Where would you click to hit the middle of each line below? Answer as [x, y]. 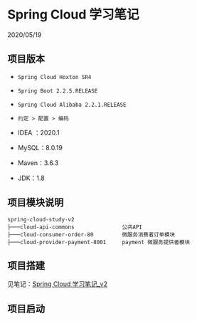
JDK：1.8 [31, 178]
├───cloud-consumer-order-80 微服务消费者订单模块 [91, 235]
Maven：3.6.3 [38, 163]
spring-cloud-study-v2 [41, 219]
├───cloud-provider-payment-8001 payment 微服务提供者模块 [99, 242]
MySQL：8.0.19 [40, 147]
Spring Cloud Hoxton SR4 [54, 77]
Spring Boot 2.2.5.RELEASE [58, 91]
